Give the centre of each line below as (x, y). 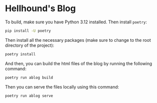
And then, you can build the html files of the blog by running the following (78, 63)
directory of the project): (30, 45)
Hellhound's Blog (41, 9)
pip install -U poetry (28, 31)
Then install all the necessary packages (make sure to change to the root (78, 40)
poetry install (20, 54)
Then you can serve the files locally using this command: (62, 87)
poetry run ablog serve (29, 96)
